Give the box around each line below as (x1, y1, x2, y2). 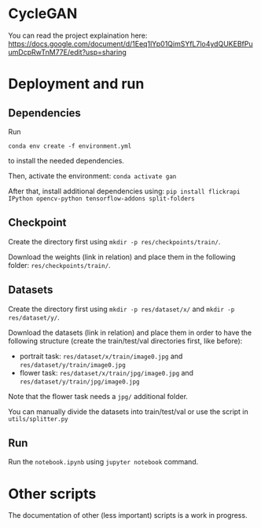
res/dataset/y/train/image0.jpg (19, 361, 126, 369)
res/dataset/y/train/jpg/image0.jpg (19, 378, 140, 386)
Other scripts (8, 485, 97, 503)
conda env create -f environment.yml (8, 142, 132, 150)
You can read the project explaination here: (8, 31, 148, 40)
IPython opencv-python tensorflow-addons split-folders (8, 194, 195, 203)
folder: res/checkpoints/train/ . (8, 260, 112, 269)
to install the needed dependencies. (8, 156, 124, 165)
